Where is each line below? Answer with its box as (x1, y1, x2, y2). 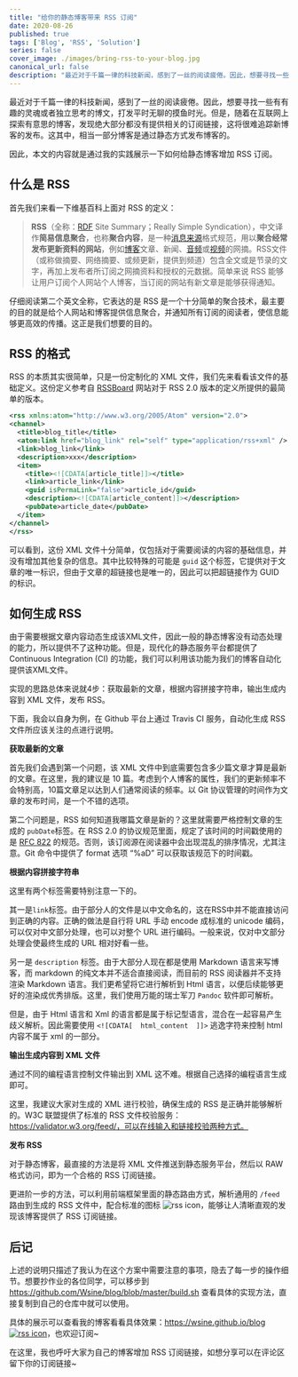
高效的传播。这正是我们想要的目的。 (24, 317, 157, 329)
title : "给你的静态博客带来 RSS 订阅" (9, 12, 138, 22)
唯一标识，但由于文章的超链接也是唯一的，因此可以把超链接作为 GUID (24, 566, 279, 577)
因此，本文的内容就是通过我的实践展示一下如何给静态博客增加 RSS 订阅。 (9, 148, 278, 159)
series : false (9, 46, 62, 55)
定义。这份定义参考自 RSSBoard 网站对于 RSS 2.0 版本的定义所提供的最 (16, 383, 278, 394)
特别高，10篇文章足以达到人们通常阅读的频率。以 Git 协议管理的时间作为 (16, 784, 281, 795)
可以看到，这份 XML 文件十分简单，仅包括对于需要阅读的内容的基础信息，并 (9, 544, 286, 555)
